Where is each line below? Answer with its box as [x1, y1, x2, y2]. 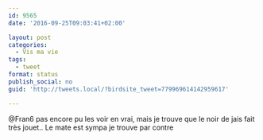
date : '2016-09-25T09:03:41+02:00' [8, 19, 126, 27]
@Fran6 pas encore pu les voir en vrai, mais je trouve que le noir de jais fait [8, 114, 255, 123]
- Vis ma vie [15, 49, 59, 56]
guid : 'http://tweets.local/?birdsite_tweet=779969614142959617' [8, 85, 229, 93]
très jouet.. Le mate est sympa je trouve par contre [8, 122, 174, 132]
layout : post [8, 33, 52, 41]
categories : [8, 41, 48, 49]
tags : [8, 56, 26, 64]
